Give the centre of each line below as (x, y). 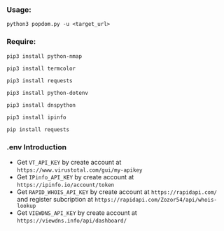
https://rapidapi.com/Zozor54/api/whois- (156, 200)
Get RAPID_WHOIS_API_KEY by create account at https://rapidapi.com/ (117, 192)
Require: (21, 42)
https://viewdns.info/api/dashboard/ (72, 221)
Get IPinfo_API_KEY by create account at (75, 177)
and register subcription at (55, 199)
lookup (26, 206)
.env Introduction (37, 147)
